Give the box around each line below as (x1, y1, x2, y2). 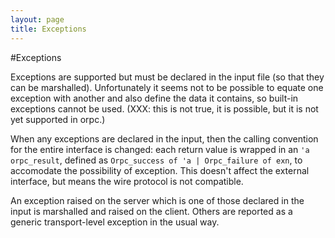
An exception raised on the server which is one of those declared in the (10, 194, 305, 206)
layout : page (10, 14, 65, 25)
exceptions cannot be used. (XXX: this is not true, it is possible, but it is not (10, 102, 319, 115)
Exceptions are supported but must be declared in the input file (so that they (10, 71, 325, 83)
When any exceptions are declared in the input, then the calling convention (10, 132, 319, 145)
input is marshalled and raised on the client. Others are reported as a (10, 205, 293, 217)
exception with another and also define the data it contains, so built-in (10, 92, 299, 104)
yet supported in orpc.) (10, 113, 106, 125)
